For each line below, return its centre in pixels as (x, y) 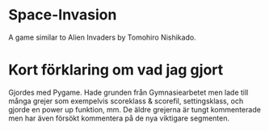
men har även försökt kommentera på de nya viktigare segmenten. (119, 118)
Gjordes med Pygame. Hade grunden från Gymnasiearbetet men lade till (128, 92)
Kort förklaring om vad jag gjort (116, 70)
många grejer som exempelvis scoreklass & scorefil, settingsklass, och (126, 101)
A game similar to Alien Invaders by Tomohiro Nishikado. (102, 37)
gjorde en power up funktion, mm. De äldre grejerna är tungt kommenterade (134, 109)
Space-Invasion (63, 15)
